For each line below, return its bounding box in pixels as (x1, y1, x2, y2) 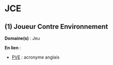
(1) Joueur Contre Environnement (4, 22, 108, 31)
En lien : (4, 45, 22, 50)
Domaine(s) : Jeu (4, 35, 40, 41)
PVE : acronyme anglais (11, 54, 60, 60)
